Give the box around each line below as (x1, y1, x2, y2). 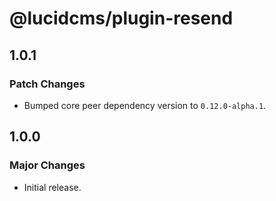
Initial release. (23, 181, 82, 193)
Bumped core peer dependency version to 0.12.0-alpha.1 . (23, 99, 267, 111)
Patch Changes (9, 77, 86, 91)
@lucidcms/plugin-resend (9, 7, 234, 30)
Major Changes (9, 158, 86, 172)
